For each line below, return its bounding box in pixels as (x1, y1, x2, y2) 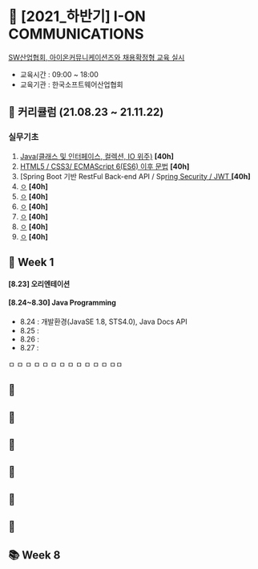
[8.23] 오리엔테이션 (8, 279, 71, 289)
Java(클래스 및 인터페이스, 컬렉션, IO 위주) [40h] (19, 151, 174, 161)
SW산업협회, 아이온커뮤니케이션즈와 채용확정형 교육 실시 (8, 52, 185, 62)
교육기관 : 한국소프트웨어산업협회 (19, 80, 123, 89)
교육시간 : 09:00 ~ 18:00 (19, 69, 99, 79)
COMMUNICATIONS (8, 25, 144, 43)
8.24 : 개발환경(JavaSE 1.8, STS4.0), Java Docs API (19, 317, 187, 326)
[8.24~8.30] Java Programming (8, 298, 116, 308)
